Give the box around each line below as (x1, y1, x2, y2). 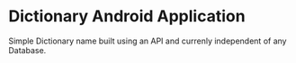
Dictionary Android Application (8, 6, 246, 27)
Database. (8, 44, 47, 55)
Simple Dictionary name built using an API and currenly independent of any (8, 35, 287, 46)
